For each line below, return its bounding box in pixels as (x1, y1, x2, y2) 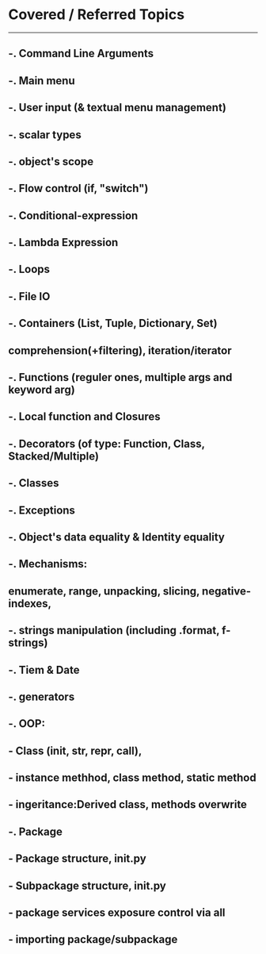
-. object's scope (8, 155, 93, 168)
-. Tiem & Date (8, 663, 80, 676)
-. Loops (8, 263, 50, 276)
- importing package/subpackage (8, 933, 178, 946)
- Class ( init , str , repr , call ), (8, 744, 142, 757)
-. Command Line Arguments (8, 47, 154, 60)
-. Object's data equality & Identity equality (8, 530, 226, 544)
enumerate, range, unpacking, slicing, (8, 584, 200, 598)
